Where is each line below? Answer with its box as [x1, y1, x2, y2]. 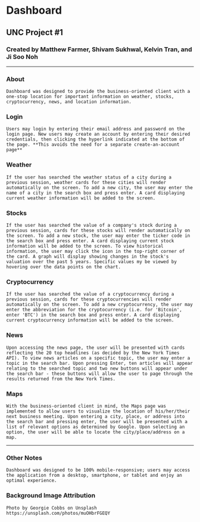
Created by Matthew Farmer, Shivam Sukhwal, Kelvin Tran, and [6, 45, 192, 54]
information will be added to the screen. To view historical [6, 243, 164, 249]
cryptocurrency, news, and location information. [6, 99, 132, 105]
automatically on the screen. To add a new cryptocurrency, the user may [6, 302, 193, 308]
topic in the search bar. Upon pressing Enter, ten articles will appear [6, 360, 193, 366]
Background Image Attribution [6, 492, 96, 500]
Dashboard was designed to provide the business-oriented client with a [6, 89, 190, 95]
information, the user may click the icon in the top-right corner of [6, 248, 185, 255]
